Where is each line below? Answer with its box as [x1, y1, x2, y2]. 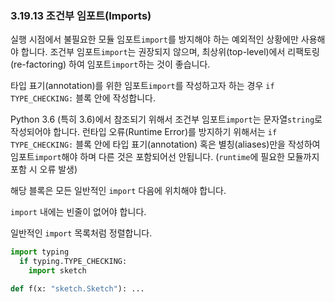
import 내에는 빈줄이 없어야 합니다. [10, 206, 147, 218]
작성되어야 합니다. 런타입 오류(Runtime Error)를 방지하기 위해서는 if [10, 126, 278, 138]
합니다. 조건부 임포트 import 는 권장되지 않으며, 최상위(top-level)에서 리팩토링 [20, 46, 320, 58]
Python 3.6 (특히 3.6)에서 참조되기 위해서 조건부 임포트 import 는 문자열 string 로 [10, 113, 323, 126]
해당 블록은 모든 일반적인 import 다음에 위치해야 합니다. [10, 185, 227, 197]
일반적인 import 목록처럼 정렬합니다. [10, 227, 153, 239]
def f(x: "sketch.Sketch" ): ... [10, 283, 145, 294]
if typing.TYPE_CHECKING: [19, 257, 128, 267]
